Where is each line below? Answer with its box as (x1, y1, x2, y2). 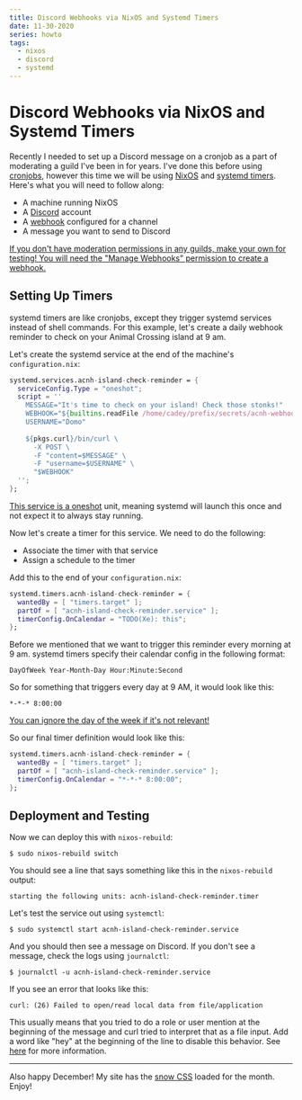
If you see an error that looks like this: (9, 984, 149, 995)
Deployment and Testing (9, 809, 150, 824)
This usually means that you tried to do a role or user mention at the (9, 1017, 261, 1028)
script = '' (17, 392, 63, 401)
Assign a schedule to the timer (22, 554, 136, 565)
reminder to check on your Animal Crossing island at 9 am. (9, 331, 226, 342)
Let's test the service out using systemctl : (9, 908, 164, 918)
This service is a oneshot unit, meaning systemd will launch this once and (9, 500, 282, 511)
